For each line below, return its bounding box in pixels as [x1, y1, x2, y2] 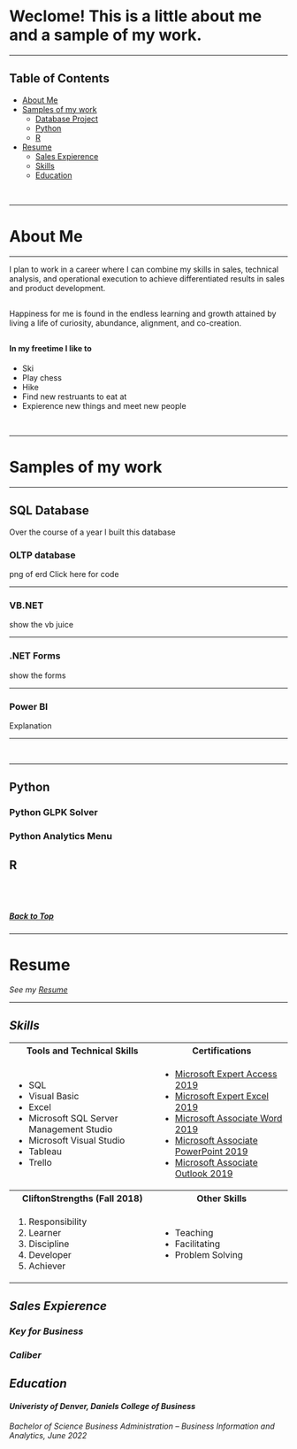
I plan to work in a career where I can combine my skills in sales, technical [9, 264, 279, 274]
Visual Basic [28, 1090, 80, 1102]
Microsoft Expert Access [175, 1067, 278, 1080]
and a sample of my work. [9, 25, 202, 45]
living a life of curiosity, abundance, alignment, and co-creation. [9, 318, 242, 328]
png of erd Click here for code [9, 569, 119, 580]
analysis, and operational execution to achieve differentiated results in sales [9, 273, 286, 284]
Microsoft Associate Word [175, 1112, 283, 1124]
